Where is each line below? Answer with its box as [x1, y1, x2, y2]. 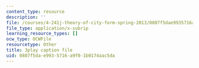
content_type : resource [6, 8, 65, 15]
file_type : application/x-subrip [6, 25, 89, 31]
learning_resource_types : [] [6, 31, 78, 37]
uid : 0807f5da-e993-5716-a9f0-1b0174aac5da [6, 53, 115, 59]
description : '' [6, 14, 46, 20]
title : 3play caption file [6, 47, 73, 53]
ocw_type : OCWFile [6, 36, 52, 42]
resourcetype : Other [6, 42, 57, 48]
